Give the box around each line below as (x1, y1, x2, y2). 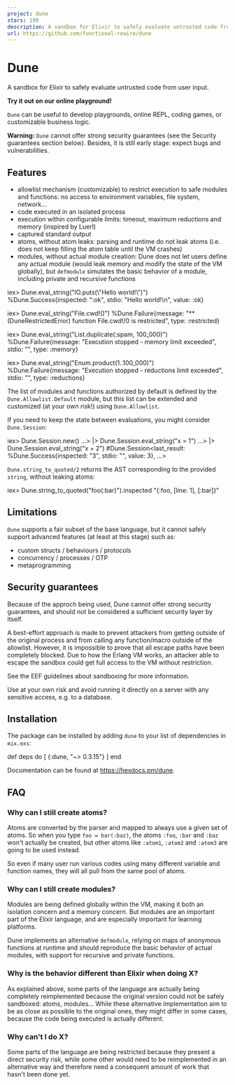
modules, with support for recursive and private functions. (7, 951, 175, 960)
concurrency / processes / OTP (17, 553, 108, 561)
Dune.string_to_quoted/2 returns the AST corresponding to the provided (7, 465, 216, 473)
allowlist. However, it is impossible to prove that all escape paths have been (7, 643, 225, 652)
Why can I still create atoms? (7, 807, 108, 817)
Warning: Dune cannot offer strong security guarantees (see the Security (7, 131, 217, 140)
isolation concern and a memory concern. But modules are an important (7, 908, 215, 916)
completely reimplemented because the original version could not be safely (7, 992, 225, 1000)
